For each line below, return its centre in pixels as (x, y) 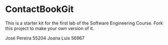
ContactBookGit (40, 9)
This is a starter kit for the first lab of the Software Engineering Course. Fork (84, 23)
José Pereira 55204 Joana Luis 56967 (45, 38)
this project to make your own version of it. (50, 28)
